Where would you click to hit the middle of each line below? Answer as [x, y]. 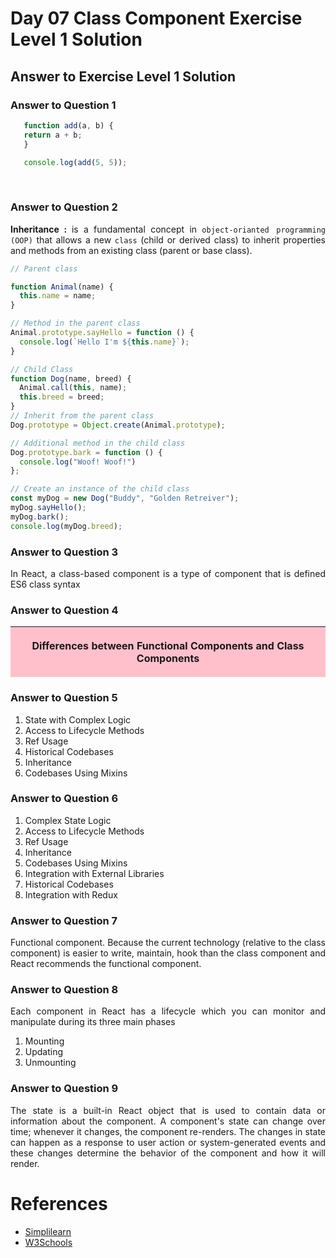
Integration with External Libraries [94, 873]
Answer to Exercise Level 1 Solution [123, 76]
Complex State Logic [68, 820]
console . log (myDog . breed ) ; [66, 526]
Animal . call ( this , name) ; [73, 388]
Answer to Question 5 [64, 698]
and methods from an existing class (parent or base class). [131, 250]
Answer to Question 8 [64, 990]
